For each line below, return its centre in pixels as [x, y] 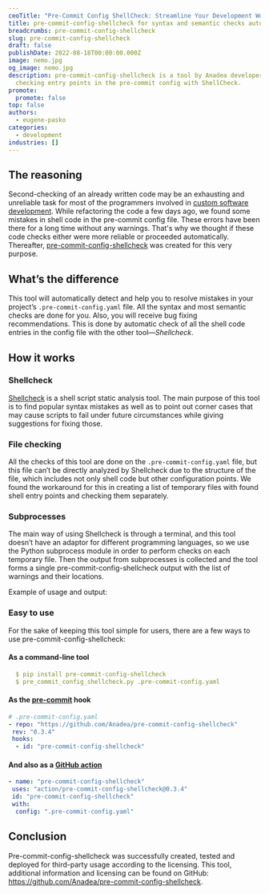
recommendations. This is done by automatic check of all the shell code [127, 324]
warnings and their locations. [56, 576]
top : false [26, 105]
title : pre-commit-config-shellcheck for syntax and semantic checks [127, 23]
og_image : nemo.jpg [41, 68]
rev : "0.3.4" [34, 732]
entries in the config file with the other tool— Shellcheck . [101, 333]
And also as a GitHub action [55, 765]
